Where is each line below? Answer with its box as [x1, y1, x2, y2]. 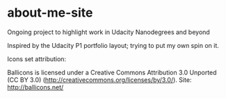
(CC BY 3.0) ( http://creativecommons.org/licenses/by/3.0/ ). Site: [7, 75, 192, 84]
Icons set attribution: [7, 54, 67, 63]
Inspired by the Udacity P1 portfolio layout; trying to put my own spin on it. [7, 41, 219, 49]
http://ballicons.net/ [7, 83, 64, 91]
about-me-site [7, 5, 93, 21]
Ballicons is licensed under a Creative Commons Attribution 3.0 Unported [7, 68, 217, 76]
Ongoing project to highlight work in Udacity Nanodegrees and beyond [7, 28, 210, 36]
